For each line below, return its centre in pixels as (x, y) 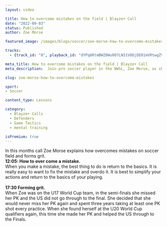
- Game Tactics (25, 123)
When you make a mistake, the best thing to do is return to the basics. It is (81, 166)
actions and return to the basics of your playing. (54, 177)
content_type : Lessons (29, 100)
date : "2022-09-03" (25, 23)
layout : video (20, 10)
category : (15, 109)
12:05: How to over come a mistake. (43, 161)
